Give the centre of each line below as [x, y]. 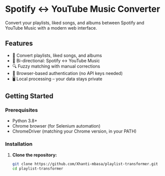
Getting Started [29, 96]
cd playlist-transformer [38, 169]
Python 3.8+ [25, 121]
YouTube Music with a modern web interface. [51, 28]
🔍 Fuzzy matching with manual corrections [56, 66]
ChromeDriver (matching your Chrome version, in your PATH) [74, 131]
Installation [19, 144]
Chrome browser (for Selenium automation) [56, 126]
